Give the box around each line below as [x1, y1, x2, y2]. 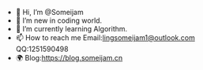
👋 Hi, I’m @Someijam [15, 8, 85, 17]
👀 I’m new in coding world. [15, 16, 103, 25]
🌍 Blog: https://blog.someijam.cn [15, 53, 123, 62]
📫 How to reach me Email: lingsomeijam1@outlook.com [15, 33, 195, 42]
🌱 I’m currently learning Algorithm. [15, 24, 128, 33]
